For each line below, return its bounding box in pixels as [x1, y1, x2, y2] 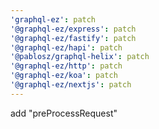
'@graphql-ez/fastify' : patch [10, 33, 137, 43]
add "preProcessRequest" [10, 107, 118, 119]
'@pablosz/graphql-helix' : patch [10, 52, 150, 62]
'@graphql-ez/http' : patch [10, 61, 123, 71]
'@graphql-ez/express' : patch [10, 24, 137, 34]
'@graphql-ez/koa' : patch [10, 71, 118, 81]
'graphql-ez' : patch [10, 14, 97, 25]
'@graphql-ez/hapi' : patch [10, 42, 123, 53]
